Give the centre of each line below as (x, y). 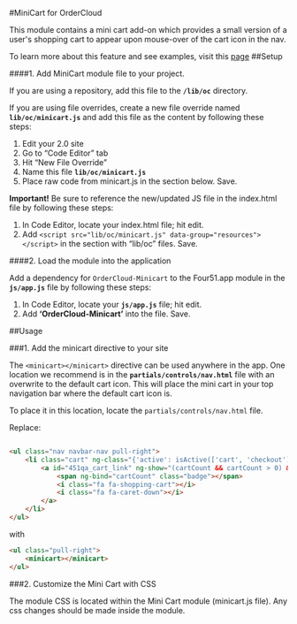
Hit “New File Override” (65, 162)
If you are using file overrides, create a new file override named (125, 108)
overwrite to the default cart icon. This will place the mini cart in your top (141, 384)
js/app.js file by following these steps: (80, 287)
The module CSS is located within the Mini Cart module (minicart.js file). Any (148, 601)
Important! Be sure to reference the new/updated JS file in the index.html (143, 198)
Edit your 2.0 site (53, 144)
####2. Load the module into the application (90, 261)
